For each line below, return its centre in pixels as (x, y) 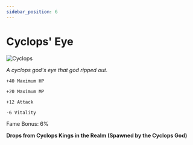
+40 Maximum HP (25, 81)
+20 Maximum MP (25, 91)
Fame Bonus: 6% (28, 123)
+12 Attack (20, 102)
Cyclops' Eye (40, 41)
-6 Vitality (21, 113)
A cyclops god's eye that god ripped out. (57, 70)
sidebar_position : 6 (32, 12)
